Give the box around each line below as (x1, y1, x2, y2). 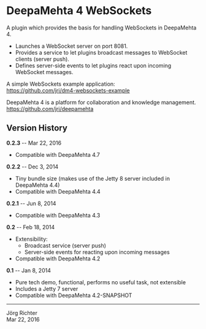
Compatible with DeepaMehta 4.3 (15, 211, 101, 219)
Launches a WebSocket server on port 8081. (15, 42, 128, 50)
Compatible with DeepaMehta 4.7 (15, 151, 100, 158)
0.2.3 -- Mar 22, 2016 (6, 139, 62, 146)
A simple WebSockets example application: (6, 80, 115, 88)
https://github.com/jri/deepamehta (6, 105, 94, 112)
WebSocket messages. (15, 68, 74, 75)
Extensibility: (15, 235, 48, 243)
